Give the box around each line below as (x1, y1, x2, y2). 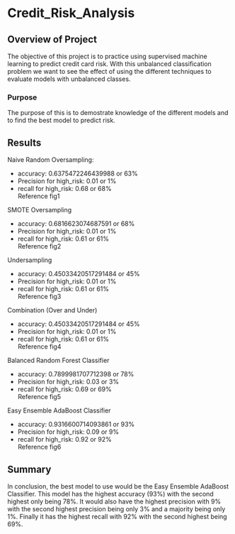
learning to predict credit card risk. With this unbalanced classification (7, 60, 212, 68)
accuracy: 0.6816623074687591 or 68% (17, 219, 135, 228)
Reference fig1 (17, 192, 60, 200)
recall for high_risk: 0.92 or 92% (17, 435, 112, 444)
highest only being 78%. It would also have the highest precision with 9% (7, 497, 222, 506)
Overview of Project (7, 33, 98, 45)
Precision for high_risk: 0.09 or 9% (17, 427, 119, 436)
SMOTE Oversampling (7, 206, 72, 214)
